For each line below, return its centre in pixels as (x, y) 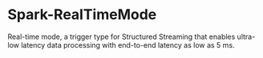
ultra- (246, 37)
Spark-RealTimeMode (82, 15)
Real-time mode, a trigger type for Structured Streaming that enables (121, 37)
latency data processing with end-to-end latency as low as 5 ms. (127, 44)
